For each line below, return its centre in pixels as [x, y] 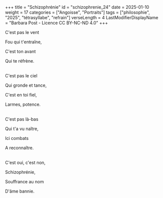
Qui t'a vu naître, [22, 129]
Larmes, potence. [23, 104]
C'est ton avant [20, 51]
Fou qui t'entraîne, [24, 42]
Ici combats [17, 138]
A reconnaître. [19, 148]
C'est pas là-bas [22, 119]
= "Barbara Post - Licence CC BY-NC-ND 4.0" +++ [56, 23]
